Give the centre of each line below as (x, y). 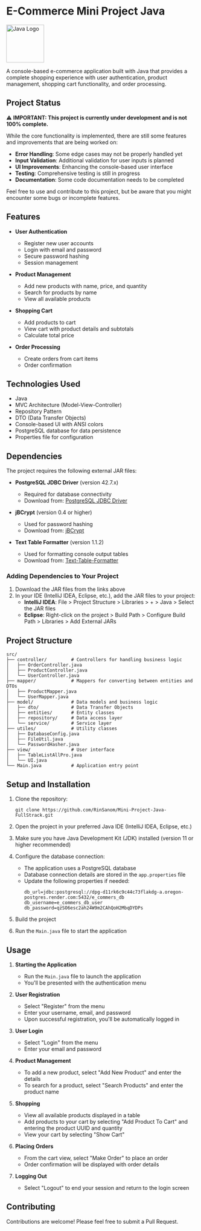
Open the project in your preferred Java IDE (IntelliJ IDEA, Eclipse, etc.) (103, 827)
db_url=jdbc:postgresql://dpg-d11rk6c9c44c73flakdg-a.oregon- (104, 892)
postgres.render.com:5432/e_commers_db (74, 897)
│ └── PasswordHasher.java (43, 745)
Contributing (31, 1207)
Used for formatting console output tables (76, 554)
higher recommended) (43, 845)
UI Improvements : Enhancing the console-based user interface (94, 167)
